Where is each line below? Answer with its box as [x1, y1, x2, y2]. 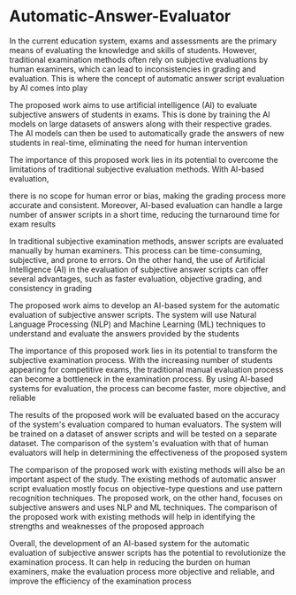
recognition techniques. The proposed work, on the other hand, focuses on [9, 492, 283, 503]
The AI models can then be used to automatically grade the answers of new [9, 127, 285, 138]
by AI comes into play [9, 82, 88, 93]
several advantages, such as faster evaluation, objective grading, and [9, 273, 262, 284]
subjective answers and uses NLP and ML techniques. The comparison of [9, 502, 278, 513]
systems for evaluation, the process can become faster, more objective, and [9, 382, 286, 393]
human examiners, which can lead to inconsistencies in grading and [9, 64, 256, 74]
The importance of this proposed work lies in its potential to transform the [9, 345, 278, 356]
